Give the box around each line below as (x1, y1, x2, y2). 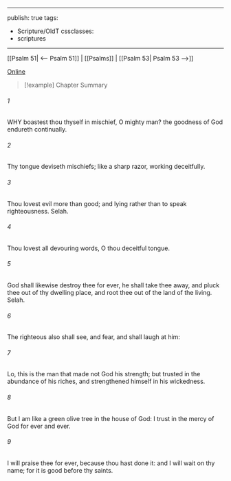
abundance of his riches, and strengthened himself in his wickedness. (7, 377, 206, 386)
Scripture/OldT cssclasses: (16, 27, 94, 35)
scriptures (16, 34, 47, 42)
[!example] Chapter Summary (23, 81, 108, 89)
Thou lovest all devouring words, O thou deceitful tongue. (7, 244, 170, 252)
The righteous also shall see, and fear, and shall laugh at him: (7, 333, 181, 341)
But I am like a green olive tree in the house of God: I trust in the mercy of (7, 414, 214, 422)
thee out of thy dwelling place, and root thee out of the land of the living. (7, 289, 212, 297)
